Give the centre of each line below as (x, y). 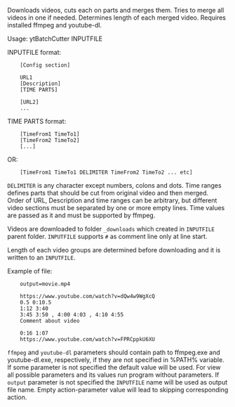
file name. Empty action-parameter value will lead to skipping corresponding (118, 390)
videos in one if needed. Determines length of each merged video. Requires (117, 18)
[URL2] (29, 102)
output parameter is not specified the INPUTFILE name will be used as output (117, 382)
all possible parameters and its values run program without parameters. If (113, 375)
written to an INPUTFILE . (41, 257)
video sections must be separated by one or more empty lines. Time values (116, 208)
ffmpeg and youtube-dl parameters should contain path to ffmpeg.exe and (114, 352)
